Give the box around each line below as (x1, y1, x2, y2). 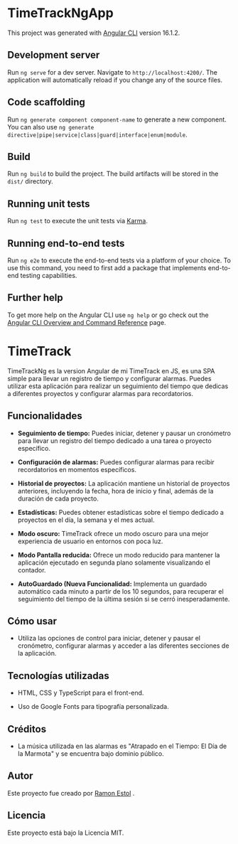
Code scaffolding (7, 96, 85, 108)
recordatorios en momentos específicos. (17, 465, 137, 474)
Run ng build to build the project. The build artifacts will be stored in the (7, 169, 219, 178)
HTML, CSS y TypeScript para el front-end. (17, 688, 144, 698)
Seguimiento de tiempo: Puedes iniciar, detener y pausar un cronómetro (17, 429, 231, 437)
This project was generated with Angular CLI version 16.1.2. (7, 28, 180, 37)
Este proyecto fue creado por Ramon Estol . (7, 789, 135, 797)
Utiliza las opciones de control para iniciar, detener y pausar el (17, 634, 201, 643)
